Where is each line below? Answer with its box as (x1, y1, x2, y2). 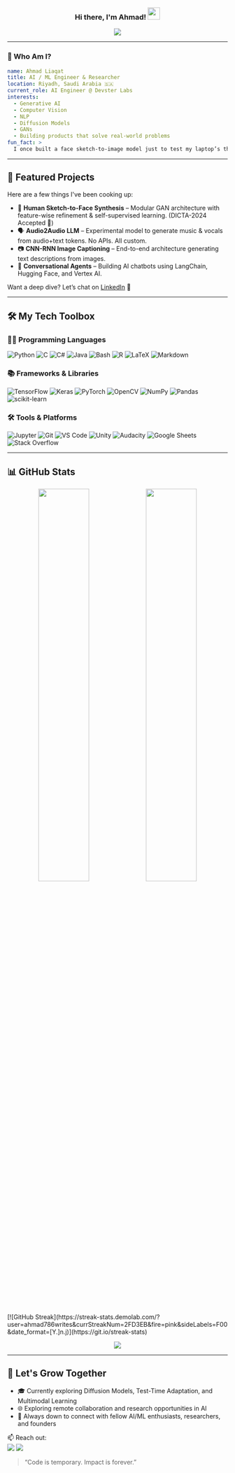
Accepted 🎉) (17, 218, 54, 227)
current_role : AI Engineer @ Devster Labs (7, 87, 133, 94)
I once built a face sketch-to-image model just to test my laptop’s (13, 145, 220, 153)
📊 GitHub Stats (7, 466, 76, 478)
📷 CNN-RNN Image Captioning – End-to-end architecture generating (17, 244, 219, 252)
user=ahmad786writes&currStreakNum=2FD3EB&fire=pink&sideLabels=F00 (7, 1320, 228, 1328)
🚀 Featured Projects (7, 171, 95, 183)
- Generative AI (13, 100, 61, 107)
